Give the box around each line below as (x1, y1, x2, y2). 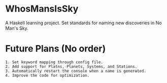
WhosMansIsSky (5, 3, 79, 15)
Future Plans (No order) (5, 43, 106, 55)
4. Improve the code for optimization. (5, 73, 90, 78)
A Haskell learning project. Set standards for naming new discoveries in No (5, 20, 162, 26)
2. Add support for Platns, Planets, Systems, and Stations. (5, 64, 138, 69)
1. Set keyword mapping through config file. (5, 59, 103, 65)
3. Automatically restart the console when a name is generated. (5, 68, 146, 73)
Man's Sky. (5, 25, 29, 31)
